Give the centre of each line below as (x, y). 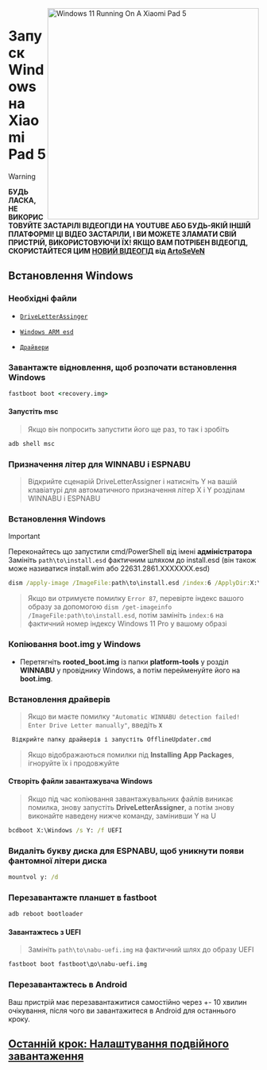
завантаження (46, 1056)
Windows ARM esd (46, 332)
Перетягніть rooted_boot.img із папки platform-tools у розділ (124, 661)
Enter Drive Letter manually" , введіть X (95, 725)
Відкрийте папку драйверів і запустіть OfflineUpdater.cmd (112, 739)
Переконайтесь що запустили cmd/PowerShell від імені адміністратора (130, 552)
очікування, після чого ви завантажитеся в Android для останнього (122, 1010)
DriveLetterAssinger (54, 316)
